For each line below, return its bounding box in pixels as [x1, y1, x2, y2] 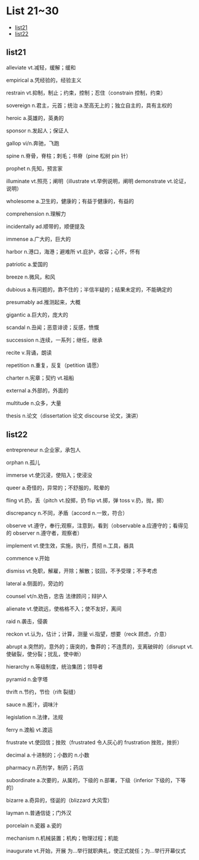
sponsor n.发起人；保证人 [6, 127, 69, 134]
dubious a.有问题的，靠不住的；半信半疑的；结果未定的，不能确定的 [6, 286, 172, 293]
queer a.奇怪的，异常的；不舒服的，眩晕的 [6, 484, 110, 491]
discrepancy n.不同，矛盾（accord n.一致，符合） [6, 509, 128, 516]
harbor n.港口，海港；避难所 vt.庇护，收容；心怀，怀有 [6, 248, 141, 255]
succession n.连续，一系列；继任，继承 [6, 336, 103, 343]
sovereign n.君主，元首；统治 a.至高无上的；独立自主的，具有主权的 [6, 102, 172, 109]
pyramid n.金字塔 [6, 675, 48, 682]
